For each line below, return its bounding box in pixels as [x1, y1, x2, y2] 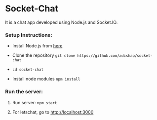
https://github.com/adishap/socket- [77, 53, 153, 58]
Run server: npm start [12, 99, 57, 105]
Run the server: [5, 88, 43, 95]
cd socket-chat [12, 67, 44, 72]
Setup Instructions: [5, 32, 53, 39]
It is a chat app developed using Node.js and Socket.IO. [5, 19, 118, 25]
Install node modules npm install [12, 76, 80, 82]
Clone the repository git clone [12, 52, 76, 58]
